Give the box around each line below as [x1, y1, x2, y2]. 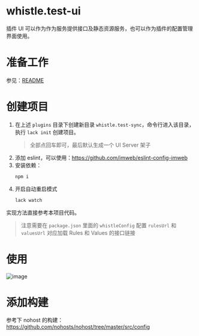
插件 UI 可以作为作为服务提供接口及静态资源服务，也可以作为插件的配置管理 [6, 25, 194, 32]
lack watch [14, 197, 43, 203]
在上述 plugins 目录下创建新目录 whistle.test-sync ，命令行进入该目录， [14, 121, 195, 128]
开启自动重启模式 [14, 185, 58, 192]
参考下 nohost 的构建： [6, 317, 64, 324]
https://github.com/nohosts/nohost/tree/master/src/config [6, 323, 150, 331]
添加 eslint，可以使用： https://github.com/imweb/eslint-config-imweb [14, 154, 188, 161]
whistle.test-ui [6, 4, 81, 18]
